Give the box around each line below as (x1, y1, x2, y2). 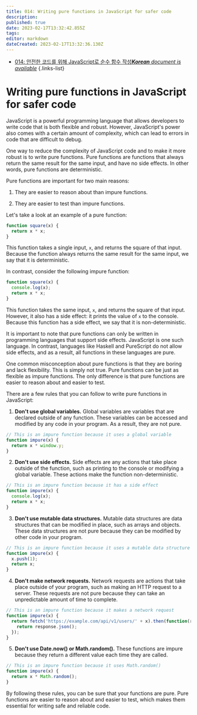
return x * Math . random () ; (11, 674, 77, 680)
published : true (6, 19, 46, 25)
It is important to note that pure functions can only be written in (6, 330, 159, 337)
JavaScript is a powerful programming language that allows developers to (6, 117, 185, 124)
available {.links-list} (14, 65, 65, 72)
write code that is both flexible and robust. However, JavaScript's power (6, 123, 181, 130)
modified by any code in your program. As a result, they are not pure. (14, 420, 182, 427)
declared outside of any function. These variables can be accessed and (14, 414, 188, 421)
